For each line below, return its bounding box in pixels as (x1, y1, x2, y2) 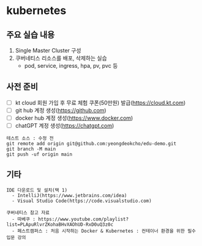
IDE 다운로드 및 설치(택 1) (6, 187, 68, 193)
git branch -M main (6, 146, 56, 153)
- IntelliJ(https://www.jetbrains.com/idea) (12, 192, 127, 198)
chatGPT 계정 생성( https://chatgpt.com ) (15, 122, 114, 129)
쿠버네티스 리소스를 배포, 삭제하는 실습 (15, 54, 107, 62)
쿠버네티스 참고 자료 (6, 209, 50, 215)
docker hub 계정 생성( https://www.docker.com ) (15, 114, 133, 121)
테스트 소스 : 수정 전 (6, 136, 54, 142)
